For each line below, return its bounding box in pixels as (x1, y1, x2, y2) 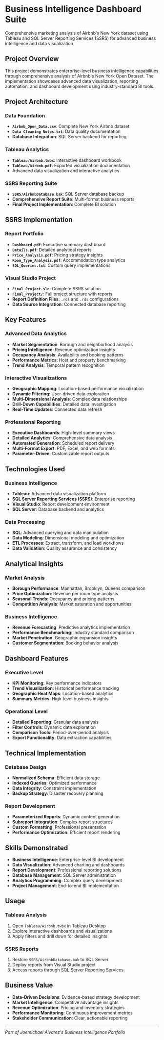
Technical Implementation (5, 749, 86, 757)
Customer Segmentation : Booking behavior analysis (12, 640, 119, 646)
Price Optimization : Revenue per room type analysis (12, 590, 118, 596)
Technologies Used (5, 465, 65, 473)
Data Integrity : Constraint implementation (12, 785, 97, 791)
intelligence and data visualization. (5, 40, 75, 46)
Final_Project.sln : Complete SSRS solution (12, 286, 101, 292)
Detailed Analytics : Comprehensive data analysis (12, 435, 112, 441)
